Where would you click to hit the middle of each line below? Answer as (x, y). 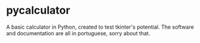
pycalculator (38, 10)
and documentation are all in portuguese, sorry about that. (78, 33)
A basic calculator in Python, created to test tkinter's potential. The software (100, 27)
